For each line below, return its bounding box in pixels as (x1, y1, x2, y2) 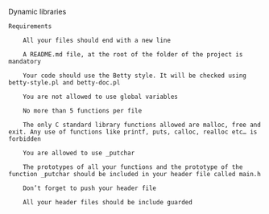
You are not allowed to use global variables (23, 93, 179, 101)
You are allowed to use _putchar (23, 149, 135, 157)
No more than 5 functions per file (23, 107, 143, 115)
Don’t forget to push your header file (23, 184, 157, 192)
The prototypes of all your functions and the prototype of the (23, 163, 243, 171)
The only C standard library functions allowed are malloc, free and (23, 121, 262, 129)
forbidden (8, 135, 42, 143)
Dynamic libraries (8, 7, 67, 16)
